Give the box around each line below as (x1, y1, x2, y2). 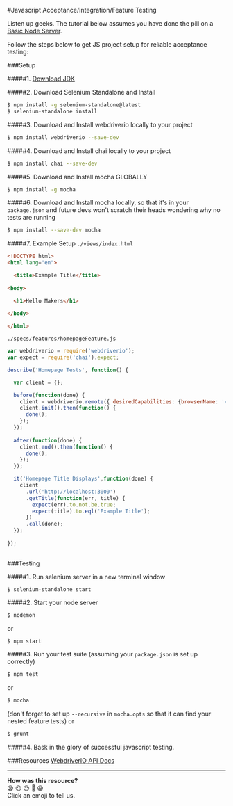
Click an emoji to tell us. (7, 791, 76, 799)
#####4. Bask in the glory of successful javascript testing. (7, 743, 175, 751)
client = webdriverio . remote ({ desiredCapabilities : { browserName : (19, 398, 218, 405)
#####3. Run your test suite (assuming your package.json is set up (7, 650, 198, 659)
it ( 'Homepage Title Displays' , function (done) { (13, 476, 154, 483)
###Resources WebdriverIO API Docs (7, 757, 115, 764)
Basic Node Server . (7, 27, 62, 35)
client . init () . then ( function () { (19, 405, 116, 412)
